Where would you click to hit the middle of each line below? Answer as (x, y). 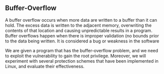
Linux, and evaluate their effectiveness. (45, 66)
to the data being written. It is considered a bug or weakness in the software (82, 41)
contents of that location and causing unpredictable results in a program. (79, 30)
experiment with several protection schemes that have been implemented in (82, 61)
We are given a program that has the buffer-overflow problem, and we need (82, 50)
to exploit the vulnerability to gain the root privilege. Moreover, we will (76, 56)
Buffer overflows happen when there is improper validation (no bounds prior (82, 36)
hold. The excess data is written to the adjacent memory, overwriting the (78, 25)
